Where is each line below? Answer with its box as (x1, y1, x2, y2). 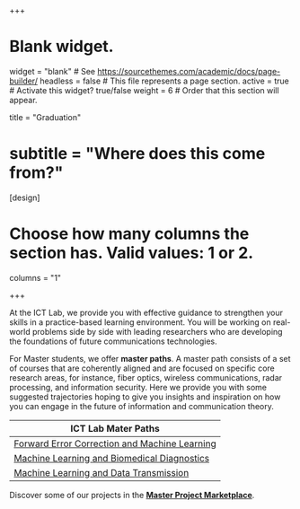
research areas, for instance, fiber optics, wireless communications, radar (9, 372, 283, 382)
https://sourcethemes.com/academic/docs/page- (97, 66, 281, 76)
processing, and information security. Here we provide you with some (9, 382, 268, 392)
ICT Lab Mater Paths (70, 422, 160, 434)
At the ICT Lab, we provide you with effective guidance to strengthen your (9, 307, 283, 318)
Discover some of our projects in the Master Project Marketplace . (9, 489, 255, 500)
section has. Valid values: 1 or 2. (9, 243, 254, 263)
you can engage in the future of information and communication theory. (9, 400, 274, 411)
